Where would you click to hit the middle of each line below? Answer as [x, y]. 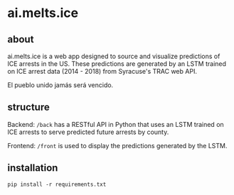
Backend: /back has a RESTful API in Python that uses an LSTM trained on [116, 124]
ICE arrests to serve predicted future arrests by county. [88, 132]
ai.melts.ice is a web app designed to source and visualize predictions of [114, 56]
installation [33, 168]
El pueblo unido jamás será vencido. [60, 85]
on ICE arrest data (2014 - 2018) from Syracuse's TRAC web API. [102, 71]
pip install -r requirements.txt [57, 184]
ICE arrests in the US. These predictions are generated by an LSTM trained [117, 64]
